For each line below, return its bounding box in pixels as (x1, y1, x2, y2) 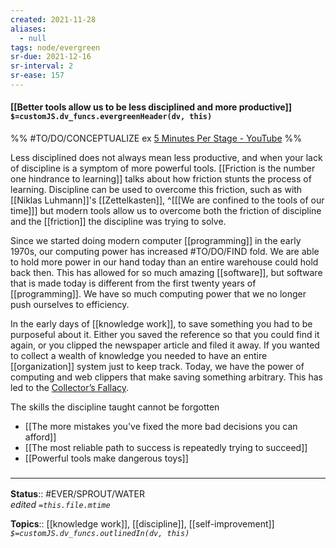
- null (19, 33, 47, 43)
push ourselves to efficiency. (10, 299, 130, 311)
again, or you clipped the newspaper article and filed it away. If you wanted (10, 339, 320, 351)
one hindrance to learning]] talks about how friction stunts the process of (10, 173, 312, 185)
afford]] (24, 431, 57, 443)
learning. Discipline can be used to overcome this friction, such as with (10, 184, 303, 196)
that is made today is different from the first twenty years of (10, 277, 257, 290)
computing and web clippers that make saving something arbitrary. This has (10, 371, 323, 383)
